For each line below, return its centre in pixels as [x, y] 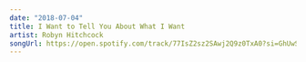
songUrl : [26, 43]
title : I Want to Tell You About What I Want [97, 26]
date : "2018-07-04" [46, 18]
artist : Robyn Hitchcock [56, 35]
